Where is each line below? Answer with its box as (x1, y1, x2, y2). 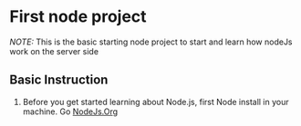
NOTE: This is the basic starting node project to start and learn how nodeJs (9, 36, 294, 47)
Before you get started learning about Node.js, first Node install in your (22, 96, 289, 107)
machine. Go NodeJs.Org (22, 106, 119, 117)
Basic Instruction (9, 73, 109, 88)
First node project (9, 6, 148, 27)
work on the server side (9, 45, 99, 56)
